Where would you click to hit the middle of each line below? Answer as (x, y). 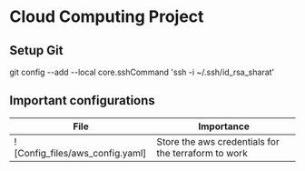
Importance (224, 126)
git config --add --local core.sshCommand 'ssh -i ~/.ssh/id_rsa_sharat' (142, 72)
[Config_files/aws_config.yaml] (80, 153)
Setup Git (36, 50)
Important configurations (83, 101)
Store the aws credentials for (218, 141)
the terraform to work (202, 153)
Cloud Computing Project (107, 17)
